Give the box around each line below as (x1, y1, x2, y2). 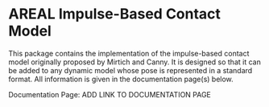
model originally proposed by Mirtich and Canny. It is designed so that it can (8, 57, 262, 67)
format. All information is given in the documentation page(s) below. (8, 74, 234, 84)
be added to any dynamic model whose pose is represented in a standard (8, 65, 253, 75)
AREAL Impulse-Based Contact (8, 5, 221, 23)
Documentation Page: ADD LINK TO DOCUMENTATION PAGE (8, 89, 212, 99)
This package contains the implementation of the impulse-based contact (8, 48, 250, 58)
